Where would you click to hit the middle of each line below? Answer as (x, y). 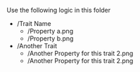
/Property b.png (50, 38)
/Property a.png (50, 31)
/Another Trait (37, 46)
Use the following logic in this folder (59, 10)
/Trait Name (34, 23)
